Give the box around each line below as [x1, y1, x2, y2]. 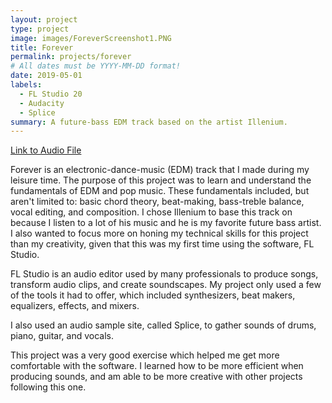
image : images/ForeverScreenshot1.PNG [10, 33, 172, 43]
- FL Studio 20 [19, 89, 83, 99]
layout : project [10, 14, 78, 25]
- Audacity [19, 98, 65, 108]
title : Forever [10, 42, 74, 53]
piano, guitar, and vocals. [10, 330, 115, 342]
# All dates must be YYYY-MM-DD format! [10, 61, 182, 71]
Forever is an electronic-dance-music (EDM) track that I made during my [10, 164, 310, 176]
